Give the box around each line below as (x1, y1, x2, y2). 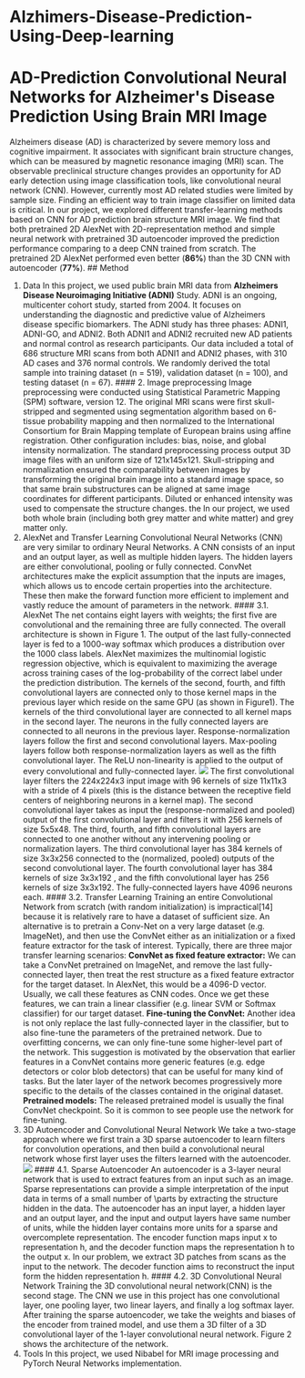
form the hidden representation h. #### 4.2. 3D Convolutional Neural (22, 1270, 282, 1282)
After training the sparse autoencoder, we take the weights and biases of (22, 1310, 296, 1321)
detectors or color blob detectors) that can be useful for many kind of (22, 1066, 284, 1077)
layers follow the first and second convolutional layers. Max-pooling (22, 736, 278, 747)
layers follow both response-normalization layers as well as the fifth (22, 745, 277, 756)
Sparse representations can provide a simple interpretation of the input (22, 1184, 290, 1195)
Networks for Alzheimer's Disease (9, 87, 276, 108)
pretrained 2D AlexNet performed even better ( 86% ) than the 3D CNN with (9, 253, 291, 264)
